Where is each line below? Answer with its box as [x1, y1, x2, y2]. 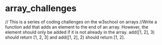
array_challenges [5, 3, 77, 14]
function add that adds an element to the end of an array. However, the [5, 24, 149, 30]
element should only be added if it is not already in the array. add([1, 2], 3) [5, 29, 155, 35]
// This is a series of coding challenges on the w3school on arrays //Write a [5, 19, 157, 25]
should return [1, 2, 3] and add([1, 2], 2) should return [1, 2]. [5, 34, 125, 40]
